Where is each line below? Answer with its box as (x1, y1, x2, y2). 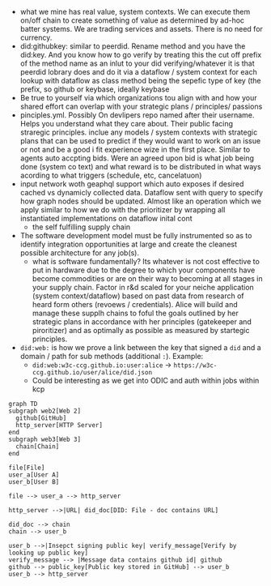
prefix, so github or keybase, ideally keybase (19, 84, 170, 94)
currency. (19, 32, 53, 42)
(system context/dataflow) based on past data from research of (32, 291, 244, 301)
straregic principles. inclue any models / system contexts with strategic (19, 127, 258, 137)
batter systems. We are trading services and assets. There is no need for (19, 24, 263, 33)
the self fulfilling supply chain (32, 222, 131, 232)
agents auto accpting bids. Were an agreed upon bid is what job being (19, 153, 255, 163)
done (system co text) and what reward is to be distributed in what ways (19, 162, 261, 171)
